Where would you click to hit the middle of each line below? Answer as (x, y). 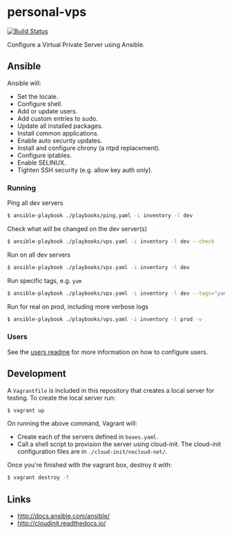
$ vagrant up (26, 410)
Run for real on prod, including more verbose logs (78, 306)
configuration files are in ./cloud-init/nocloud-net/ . (92, 452)
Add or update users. (47, 111)
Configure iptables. (45, 155)
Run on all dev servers (39, 255)
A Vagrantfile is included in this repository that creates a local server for (111, 390)
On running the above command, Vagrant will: (72, 423)
